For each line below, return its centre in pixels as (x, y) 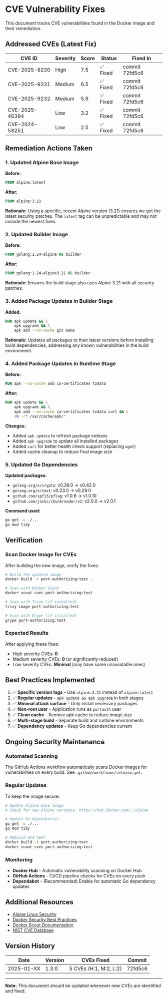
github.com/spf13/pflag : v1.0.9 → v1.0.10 (54, 496)
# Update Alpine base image (34, 805)
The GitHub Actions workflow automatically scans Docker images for (76, 767)
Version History (30, 946)
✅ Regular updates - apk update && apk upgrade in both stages (78, 698)
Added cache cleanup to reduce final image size (62, 451)
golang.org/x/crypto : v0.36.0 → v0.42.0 (54, 485)
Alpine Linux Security (34, 914)
